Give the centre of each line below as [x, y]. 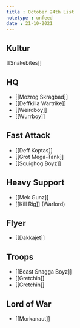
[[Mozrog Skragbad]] [42, 97]
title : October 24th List [40, 12]
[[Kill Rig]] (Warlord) [40, 204]
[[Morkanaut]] [32, 319]
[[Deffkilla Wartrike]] [41, 103]
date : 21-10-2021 [29, 23]
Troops [20, 257]
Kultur [18, 48]
